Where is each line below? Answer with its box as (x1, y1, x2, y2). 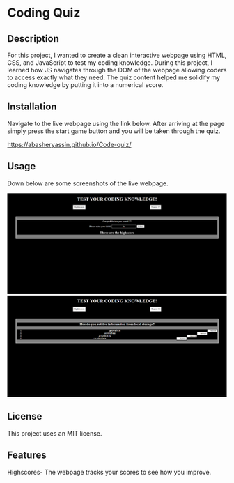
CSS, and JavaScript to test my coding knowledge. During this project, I (7, 59, 213, 67)
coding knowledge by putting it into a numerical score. (7, 81, 164, 89)
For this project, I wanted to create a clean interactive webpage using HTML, (7, 51, 227, 59)
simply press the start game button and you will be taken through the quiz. (7, 127, 221, 135)
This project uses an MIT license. (7, 429, 102, 437)
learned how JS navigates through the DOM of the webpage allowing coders (7, 66, 227, 74)
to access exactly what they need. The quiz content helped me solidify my (7, 73, 221, 82)
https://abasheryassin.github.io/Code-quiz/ (7, 140, 132, 148)
